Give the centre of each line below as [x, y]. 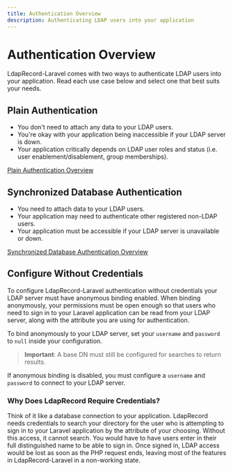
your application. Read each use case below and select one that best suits [114, 81]
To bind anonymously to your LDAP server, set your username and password [114, 333]
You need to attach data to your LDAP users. [81, 209]
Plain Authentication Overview [50, 170]
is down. [29, 142]
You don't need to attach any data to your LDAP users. [95, 127]
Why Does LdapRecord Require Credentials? [84, 401]
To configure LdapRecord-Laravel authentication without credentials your [112, 290]
